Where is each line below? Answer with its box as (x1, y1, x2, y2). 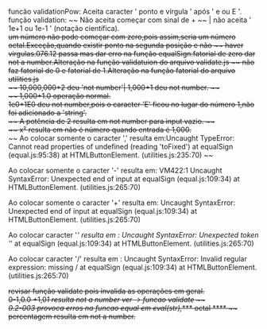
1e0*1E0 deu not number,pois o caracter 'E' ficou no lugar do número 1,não (8, 99, 255, 109)
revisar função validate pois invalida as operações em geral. (8, 286, 205, 296)
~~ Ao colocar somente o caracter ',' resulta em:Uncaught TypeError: (8, 134, 235, 142)
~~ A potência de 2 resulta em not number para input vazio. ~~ (8, 117, 215, 126)
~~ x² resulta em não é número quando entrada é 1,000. (8, 125, 192, 134)
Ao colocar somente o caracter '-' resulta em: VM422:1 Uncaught (8, 166, 222, 175)
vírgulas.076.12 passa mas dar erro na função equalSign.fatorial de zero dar (8, 49, 256, 58)
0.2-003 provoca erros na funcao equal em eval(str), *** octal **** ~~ (8, 304, 238, 312)
